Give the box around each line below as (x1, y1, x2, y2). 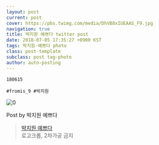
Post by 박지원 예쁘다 (6, 111, 58, 118)
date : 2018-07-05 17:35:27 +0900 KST (6, 37, 102, 43)
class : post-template (6, 49, 61, 55)
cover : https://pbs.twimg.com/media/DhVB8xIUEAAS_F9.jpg (6, 20, 154, 26)
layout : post (6, 8, 39, 15)
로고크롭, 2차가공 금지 (21, 132, 74, 139)
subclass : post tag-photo (6, 54, 72, 60)
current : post (6, 15, 42, 21)
